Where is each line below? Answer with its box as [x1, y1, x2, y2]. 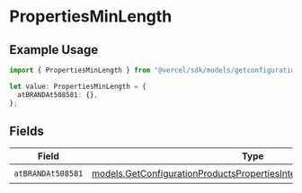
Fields [9, 123, 45, 138]
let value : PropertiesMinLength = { [9, 82, 147, 91]
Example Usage [9, 42, 99, 57]
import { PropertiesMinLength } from [9, 66, 151, 75]
